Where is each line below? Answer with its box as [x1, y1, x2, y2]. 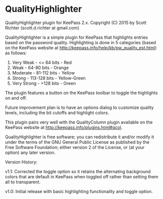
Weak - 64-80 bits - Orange [12, 65, 69, 71]
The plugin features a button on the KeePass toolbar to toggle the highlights [5, 90, 158, 96]
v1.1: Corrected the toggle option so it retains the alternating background [5, 168, 151, 174]
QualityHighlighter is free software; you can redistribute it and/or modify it [5, 134, 154, 140]
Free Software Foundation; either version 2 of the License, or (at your [5, 144, 145, 150]
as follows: [5, 50, 27, 56]
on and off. [5, 95, 27, 101]
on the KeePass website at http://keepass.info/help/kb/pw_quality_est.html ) [5, 45, 157, 50]
